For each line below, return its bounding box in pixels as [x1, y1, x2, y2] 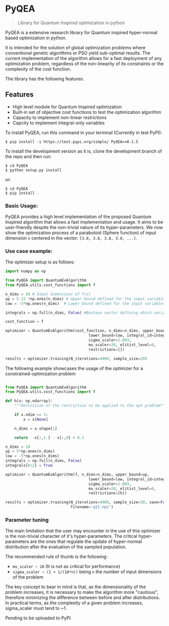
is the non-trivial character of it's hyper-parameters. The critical [5, 533, 137, 539]
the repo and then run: [5, 153, 52, 159]
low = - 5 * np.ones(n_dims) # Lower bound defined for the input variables [5, 301, 165, 306]
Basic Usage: [5, 202, 38, 209]
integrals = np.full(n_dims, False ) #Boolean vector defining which [5, 310, 152, 315]
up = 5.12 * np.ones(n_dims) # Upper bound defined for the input [5, 296, 145, 301]
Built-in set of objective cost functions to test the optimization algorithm [12, 109, 161, 115]
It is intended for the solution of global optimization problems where [5, 44, 146, 50]
